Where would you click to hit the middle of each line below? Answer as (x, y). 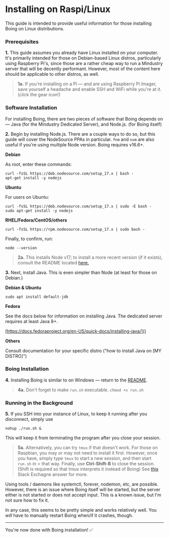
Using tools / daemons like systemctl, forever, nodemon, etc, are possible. (82, 484)
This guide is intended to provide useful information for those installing (78, 23)
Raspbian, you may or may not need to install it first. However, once (87, 453)
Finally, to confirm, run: (29, 239)
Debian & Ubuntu (23, 287)
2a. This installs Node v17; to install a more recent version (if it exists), (90, 257)
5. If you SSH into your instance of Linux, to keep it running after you (76, 414)
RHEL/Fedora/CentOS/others (36, 220)
